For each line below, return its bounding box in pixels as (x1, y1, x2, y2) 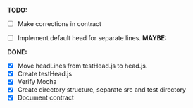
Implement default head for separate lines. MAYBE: (17, 34, 167, 42)
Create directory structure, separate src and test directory (17, 85, 187, 94)
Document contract (17, 93, 74, 102)
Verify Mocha (17, 78, 57, 86)
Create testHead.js (17, 70, 73, 78)
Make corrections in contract (17, 20, 102, 28)
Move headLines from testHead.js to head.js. (17, 61, 148, 70)
